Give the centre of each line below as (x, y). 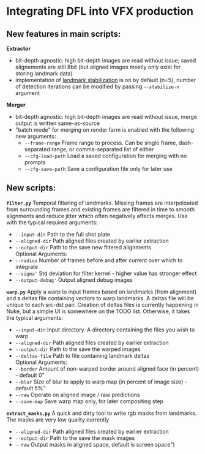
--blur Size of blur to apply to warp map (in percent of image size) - (101, 382)
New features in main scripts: (64, 34)
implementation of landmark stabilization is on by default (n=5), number (106, 80)
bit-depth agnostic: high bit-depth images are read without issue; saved (106, 60)
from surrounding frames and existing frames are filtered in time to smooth (101, 209)
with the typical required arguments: (52, 222)
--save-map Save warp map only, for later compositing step (89, 401)
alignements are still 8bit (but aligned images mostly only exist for (98, 67)
